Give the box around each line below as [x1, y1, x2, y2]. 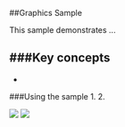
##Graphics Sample [9, 8, 83, 18]
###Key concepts [9, 51, 111, 66]
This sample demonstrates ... [9, 25, 116, 35]
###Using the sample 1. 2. [9, 91, 105, 101]
